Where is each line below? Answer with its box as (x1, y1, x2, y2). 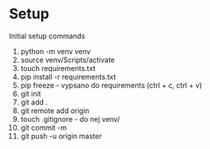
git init (20, 88, 41, 98)
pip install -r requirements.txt (20, 72, 116, 81)
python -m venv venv (20, 46, 91, 56)
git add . (20, 97, 49, 107)
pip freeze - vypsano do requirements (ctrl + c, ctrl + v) (20, 80, 202, 90)
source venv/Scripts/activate (20, 55, 115, 65)
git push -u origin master (20, 131, 103, 140)
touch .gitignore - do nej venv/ (20, 114, 120, 124)
